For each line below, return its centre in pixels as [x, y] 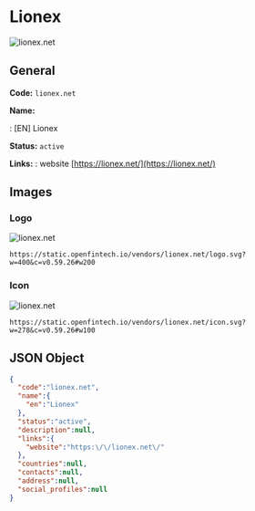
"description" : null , [56, 430]
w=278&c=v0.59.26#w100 [52, 330]
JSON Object [47, 358]
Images [31, 192]
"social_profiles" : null [62, 489]
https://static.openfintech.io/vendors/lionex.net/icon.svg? [128, 322]
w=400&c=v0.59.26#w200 [52, 263]
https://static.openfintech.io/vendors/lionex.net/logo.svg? [128, 255]
